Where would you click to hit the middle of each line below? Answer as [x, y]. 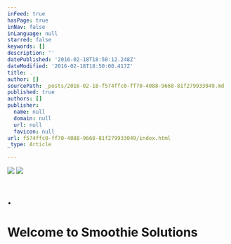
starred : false [29, 40]
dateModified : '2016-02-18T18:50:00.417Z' [70, 66]
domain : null [33, 118]
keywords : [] [26, 46]
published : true [31, 92]
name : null [29, 112]
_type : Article [29, 145]
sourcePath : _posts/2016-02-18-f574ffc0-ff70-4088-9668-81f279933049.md [116, 86]
